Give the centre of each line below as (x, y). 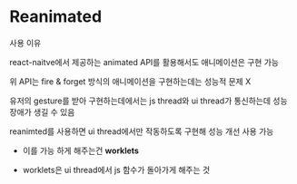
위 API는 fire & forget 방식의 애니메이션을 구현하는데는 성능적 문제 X (130, 81)
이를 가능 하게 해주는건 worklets (80, 150)
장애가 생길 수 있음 (42, 111)
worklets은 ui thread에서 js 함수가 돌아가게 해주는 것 (116, 169)
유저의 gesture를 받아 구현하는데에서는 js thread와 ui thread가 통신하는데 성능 (148, 101)
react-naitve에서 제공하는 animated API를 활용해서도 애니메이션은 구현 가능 (144, 62)
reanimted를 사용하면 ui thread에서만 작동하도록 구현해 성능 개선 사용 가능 (142, 131)
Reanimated (56, 17)
